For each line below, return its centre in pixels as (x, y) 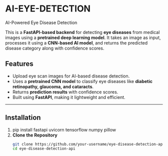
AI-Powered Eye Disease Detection (41, 22)
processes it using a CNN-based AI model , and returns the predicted (76, 42)
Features (19, 64)
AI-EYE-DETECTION (48, 9)
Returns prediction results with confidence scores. (65, 92)
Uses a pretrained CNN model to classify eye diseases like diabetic (82, 81)
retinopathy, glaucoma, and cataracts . (53, 86)
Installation (23, 118)
